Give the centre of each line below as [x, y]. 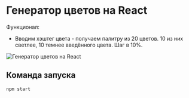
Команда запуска [41, 75]
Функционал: [23, 27]
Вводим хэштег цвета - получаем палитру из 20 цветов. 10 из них [99, 38]
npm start [19, 89]
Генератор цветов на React [77, 10]
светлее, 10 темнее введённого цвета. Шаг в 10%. [79, 45]
